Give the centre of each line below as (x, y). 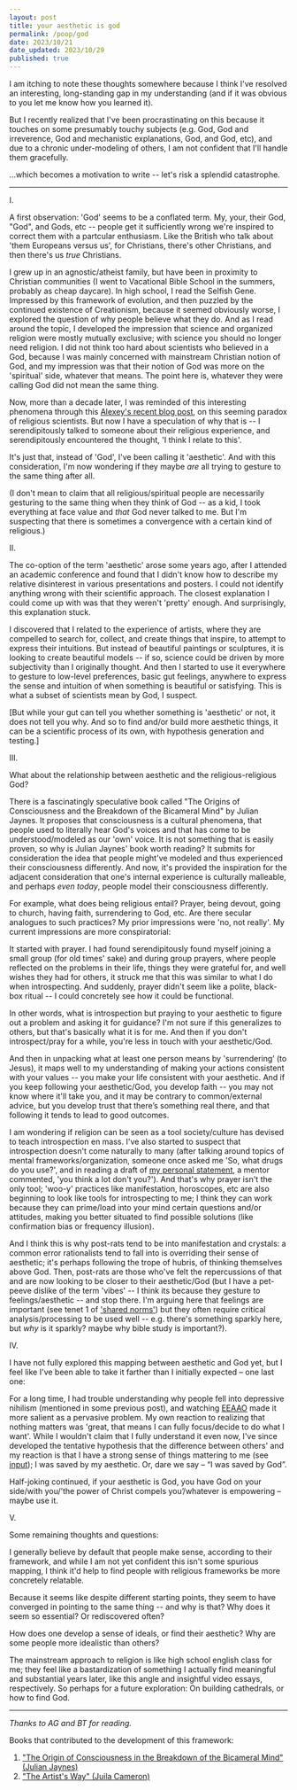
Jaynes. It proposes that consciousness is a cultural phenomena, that (136, 820)
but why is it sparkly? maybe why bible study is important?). (118, 1328)
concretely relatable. (46, 1580)
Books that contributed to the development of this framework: (122, 1740)
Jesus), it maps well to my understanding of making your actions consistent (147, 1068)
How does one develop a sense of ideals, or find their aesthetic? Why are (142, 1633)
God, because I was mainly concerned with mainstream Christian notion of (145, 357)
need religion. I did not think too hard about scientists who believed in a (139, 347)
